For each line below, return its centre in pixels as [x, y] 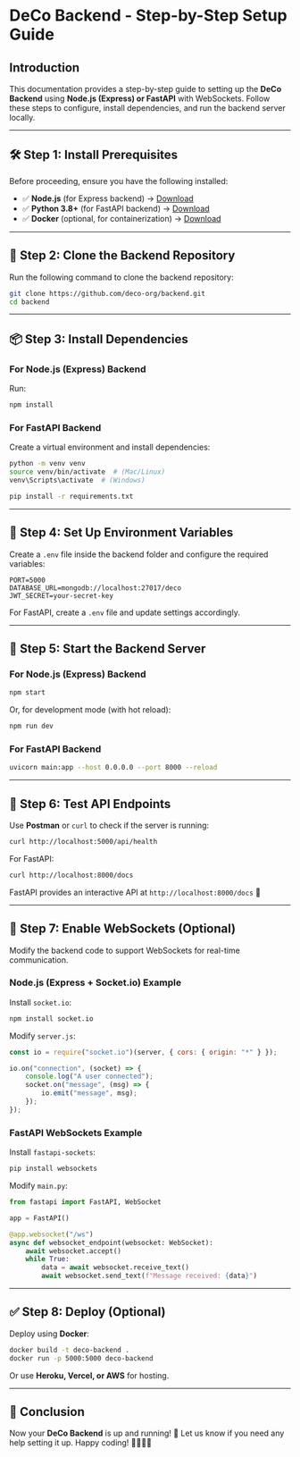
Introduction [45, 67]
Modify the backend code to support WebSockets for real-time [125, 950]
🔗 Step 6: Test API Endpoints [90, 804]
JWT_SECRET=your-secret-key [62, 595]
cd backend [29, 302]
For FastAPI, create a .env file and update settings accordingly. [125, 612]
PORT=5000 [28, 580]
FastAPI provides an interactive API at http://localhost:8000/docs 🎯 [135, 892]
